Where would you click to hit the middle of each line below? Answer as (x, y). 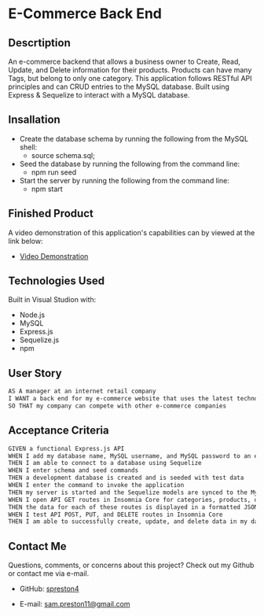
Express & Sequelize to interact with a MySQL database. (99, 95)
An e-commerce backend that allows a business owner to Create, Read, (125, 61)
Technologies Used (56, 281)
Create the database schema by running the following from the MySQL (134, 138)
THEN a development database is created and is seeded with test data (126, 478)
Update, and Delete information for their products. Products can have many (130, 70)
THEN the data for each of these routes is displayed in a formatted (125, 507)
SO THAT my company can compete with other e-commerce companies (117, 406)
